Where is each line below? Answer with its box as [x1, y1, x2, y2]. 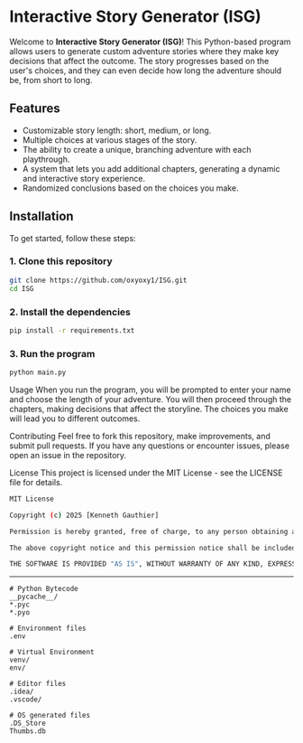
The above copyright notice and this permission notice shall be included [9, 543, 297, 552]
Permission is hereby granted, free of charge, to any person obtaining [9, 527, 289, 536]
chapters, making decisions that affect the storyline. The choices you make [9, 403, 289, 414]
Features [9, 101, 60, 117]
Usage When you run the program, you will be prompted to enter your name [9, 384, 291, 395]
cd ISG [9, 284, 34, 293]
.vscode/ [9, 695, 42, 704]
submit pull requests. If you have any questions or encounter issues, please [9, 440, 290, 451]
